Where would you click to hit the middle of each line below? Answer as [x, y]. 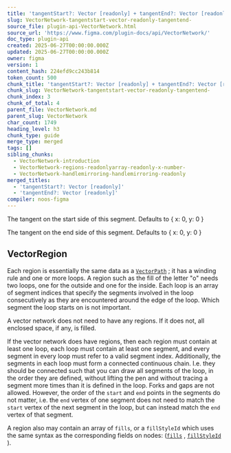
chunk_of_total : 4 [33, 103]
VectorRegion [37, 254]
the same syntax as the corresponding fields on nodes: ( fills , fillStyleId [114, 435]
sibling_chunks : [30, 155]
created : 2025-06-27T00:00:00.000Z [58, 46]
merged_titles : [29, 180]
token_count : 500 [32, 78]
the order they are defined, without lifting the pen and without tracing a [108, 378]
